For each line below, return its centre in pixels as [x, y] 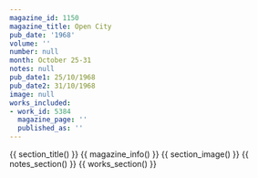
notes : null [32, 69]
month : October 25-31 [51, 60]
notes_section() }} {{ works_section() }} [83, 164]
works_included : [40, 103]
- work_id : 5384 [40, 111]
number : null [34, 52]
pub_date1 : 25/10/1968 [52, 78]
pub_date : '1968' [42, 35]
